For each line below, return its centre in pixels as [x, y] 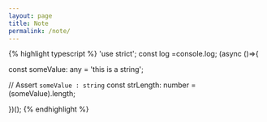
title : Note [28, 23]
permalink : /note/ [39, 31]
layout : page [30, 16]
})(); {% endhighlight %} [49, 109]
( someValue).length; [42, 94]
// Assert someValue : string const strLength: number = [102, 85]
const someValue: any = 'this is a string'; [76, 69]
